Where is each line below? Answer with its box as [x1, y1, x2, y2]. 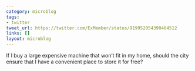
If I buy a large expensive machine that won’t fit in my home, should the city [6, 52, 189, 59]
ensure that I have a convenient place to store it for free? [6, 58, 143, 65]
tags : [6, 14, 19, 20]
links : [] [6, 31, 31, 36]
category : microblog [6, 8, 57, 15]
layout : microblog [6, 36, 51, 42]
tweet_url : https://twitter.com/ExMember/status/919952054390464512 [6, 25, 177, 31]
